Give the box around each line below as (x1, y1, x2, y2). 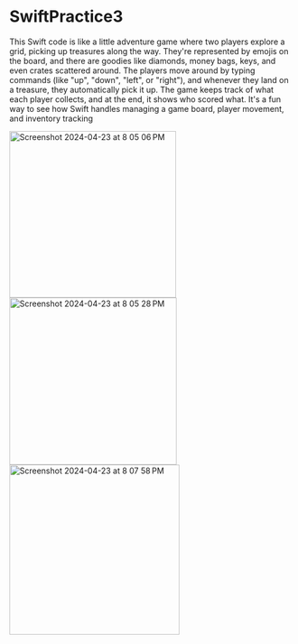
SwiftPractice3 (9, 6, 124, 27)
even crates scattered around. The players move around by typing (9, 65, 256, 76)
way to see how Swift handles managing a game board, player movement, (9, 103, 284, 114)
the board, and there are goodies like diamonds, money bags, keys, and (9, 55, 276, 66)
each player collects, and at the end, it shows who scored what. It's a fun (9, 93, 282, 105)
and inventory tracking (9, 113, 93, 124)
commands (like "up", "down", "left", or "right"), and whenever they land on (9, 74, 289, 85)
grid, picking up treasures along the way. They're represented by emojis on (9, 45, 289, 56)
